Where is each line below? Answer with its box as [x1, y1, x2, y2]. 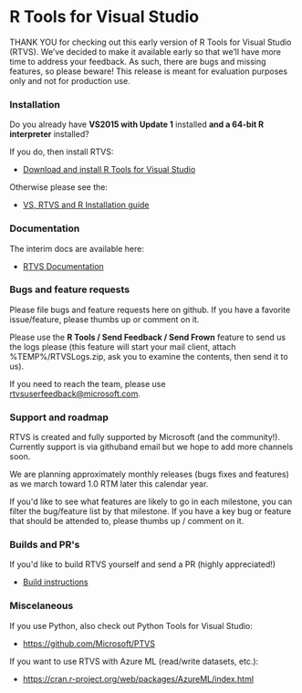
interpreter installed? [9, 129, 89, 140]
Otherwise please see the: [9, 182, 108, 193]
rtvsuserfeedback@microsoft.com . [9, 388, 141, 399]
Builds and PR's [9, 539, 80, 551]
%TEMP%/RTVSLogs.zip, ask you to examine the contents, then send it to [9, 351, 289, 362]
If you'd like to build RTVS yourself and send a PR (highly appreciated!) [9, 559, 276, 570]
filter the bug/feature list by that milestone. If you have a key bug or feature [9, 506, 292, 517]
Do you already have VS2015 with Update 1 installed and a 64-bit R [9, 119, 265, 130]
